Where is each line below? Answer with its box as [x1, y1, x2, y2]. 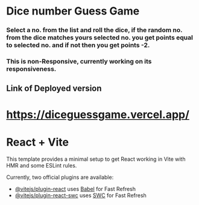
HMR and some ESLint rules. [6, 161, 77, 169]
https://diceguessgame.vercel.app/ [6, 108, 190, 122]
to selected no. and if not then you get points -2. [6, 41, 150, 50]
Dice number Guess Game [6, 4, 140, 18]
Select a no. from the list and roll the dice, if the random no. [6, 26, 183, 34]
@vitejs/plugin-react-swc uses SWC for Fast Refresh [14, 192, 147, 199]
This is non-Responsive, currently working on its [6, 57, 152, 66]
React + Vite [6, 135, 69, 149]
